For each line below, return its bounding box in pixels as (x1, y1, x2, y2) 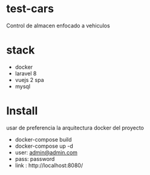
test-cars (6, 2, 54, 16)
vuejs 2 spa (15, 76, 44, 83)
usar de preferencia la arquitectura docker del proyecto (6, 124, 144, 131)
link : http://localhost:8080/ (15, 162, 83, 169)
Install (6, 104, 38, 118)
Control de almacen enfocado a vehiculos (6, 22, 110, 29)
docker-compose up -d (15, 142, 74, 149)
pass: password (15, 155, 55, 162)
